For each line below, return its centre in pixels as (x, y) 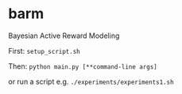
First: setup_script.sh (45, 51)
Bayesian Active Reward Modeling (64, 36)
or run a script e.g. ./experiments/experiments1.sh (91, 81)
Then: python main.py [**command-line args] (83, 66)
